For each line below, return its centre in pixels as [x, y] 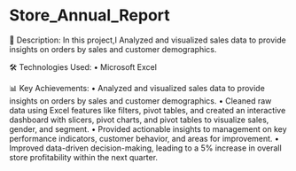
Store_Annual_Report [90, 16]
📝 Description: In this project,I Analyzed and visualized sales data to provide [148, 40]
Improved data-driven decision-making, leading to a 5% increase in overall [145, 148]
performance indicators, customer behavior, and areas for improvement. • [144, 138]
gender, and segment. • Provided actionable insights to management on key [148, 128]
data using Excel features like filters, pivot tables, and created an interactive [148, 110]
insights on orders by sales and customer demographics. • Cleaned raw [140, 101]
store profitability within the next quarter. [83, 157]
